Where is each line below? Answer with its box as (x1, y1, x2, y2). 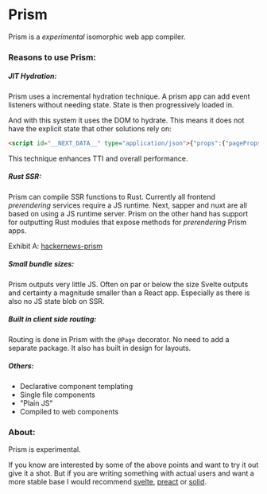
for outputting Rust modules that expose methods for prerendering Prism (8, 217, 247, 227)
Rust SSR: (8, 172, 42, 181)
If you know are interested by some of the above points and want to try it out (8, 460, 259, 469)
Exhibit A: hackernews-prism (8, 241, 103, 251)
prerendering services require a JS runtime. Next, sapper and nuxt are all (8, 200, 248, 210)
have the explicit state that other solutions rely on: (8, 123, 172, 133)
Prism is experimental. (8, 444, 81, 454)
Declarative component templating (19, 381, 133, 391)
